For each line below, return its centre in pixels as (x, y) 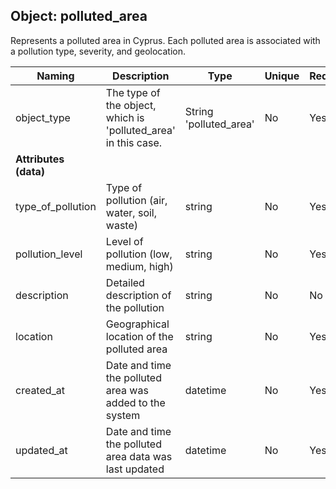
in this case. (134, 142)
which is (125, 117)
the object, (131, 105)
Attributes (40, 159)
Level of (124, 241)
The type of (133, 92)
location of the (139, 336)
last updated (135, 469)
